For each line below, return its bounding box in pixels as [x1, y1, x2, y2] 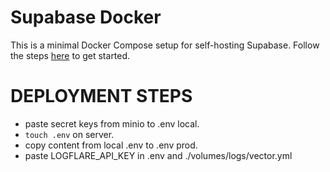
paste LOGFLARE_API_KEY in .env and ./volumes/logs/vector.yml [24, 149, 293, 161]
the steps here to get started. [10, 49, 131, 61]
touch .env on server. [24, 128, 115, 140]
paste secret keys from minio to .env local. [24, 117, 200, 130]
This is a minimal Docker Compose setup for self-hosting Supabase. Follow [10, 39, 320, 51]
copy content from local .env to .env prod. [24, 139, 198, 151]
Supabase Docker [10, 6, 162, 29]
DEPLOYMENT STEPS [10, 85, 193, 108]
